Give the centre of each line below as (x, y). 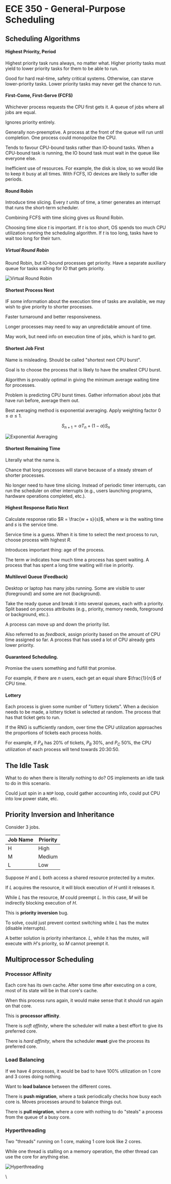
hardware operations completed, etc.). (46, 496)
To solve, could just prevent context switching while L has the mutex (77, 923)
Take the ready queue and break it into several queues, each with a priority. (85, 603)
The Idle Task (27, 765)
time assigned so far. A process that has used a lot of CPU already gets (80, 640)
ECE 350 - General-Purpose (66, 9)
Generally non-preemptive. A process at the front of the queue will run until (84, 132)
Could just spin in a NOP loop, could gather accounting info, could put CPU (83, 793)
